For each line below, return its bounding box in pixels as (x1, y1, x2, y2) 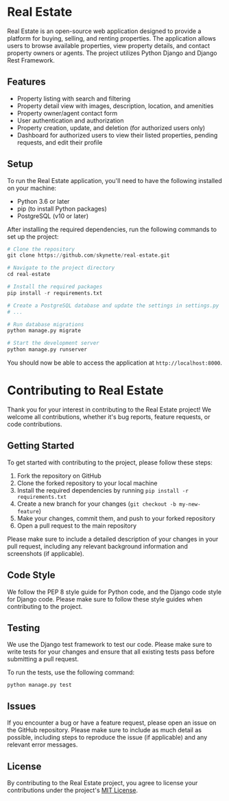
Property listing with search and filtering (16, 94, 131, 103)
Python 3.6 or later (16, 197, 70, 205)
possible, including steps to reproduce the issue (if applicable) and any (7, 734, 208, 742)
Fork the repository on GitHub (16, 471, 101, 480)
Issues (7, 700, 36, 712)
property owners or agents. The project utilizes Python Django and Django (7, 49, 217, 57)
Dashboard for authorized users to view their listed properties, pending (16, 131, 218, 139)
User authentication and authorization (16, 116, 125, 125)
